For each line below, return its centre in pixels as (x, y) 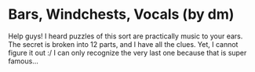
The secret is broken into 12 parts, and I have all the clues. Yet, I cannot (123, 44)
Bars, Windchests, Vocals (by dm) (121, 14)
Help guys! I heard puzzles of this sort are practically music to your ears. (126, 36)
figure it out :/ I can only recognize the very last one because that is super (127, 52)
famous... (24, 61)
